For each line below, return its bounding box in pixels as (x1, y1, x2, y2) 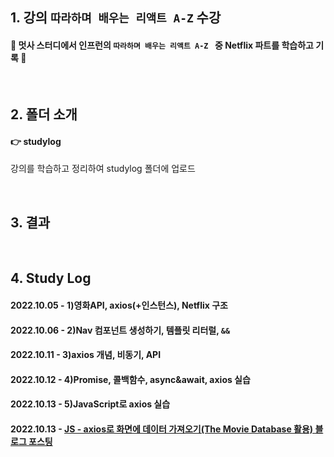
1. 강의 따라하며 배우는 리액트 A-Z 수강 (10, 9, 222, 27)
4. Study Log (10, 270, 92, 287)
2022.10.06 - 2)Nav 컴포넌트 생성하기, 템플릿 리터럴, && (10, 324, 231, 336)
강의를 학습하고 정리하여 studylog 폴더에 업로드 (10, 163, 196, 175)
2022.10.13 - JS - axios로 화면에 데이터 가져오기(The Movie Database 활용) (10, 423, 314, 435)
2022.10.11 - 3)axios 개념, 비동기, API (10, 349, 162, 361)
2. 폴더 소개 (10, 106, 78, 123)
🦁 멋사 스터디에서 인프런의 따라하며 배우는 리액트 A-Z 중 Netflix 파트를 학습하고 (10, 39, 314, 51)
